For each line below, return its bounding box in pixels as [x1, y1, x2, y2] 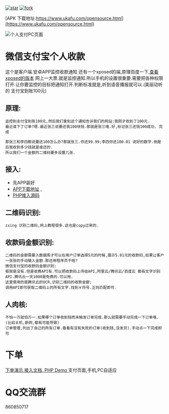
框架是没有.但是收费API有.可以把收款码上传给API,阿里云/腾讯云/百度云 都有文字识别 [5, 269, 161, 274]
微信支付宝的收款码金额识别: [5, 264, 57, 269]
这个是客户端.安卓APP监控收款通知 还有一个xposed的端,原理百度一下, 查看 [5, 68, 159, 74]
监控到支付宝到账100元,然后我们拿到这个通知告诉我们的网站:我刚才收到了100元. [5, 119, 150, 124]
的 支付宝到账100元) [5, 88, 47, 94]
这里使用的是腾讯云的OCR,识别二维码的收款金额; [5, 280, 92, 285]
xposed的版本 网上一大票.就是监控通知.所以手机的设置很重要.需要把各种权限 [5, 75, 163, 81]
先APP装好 [12, 179, 35, 185]
